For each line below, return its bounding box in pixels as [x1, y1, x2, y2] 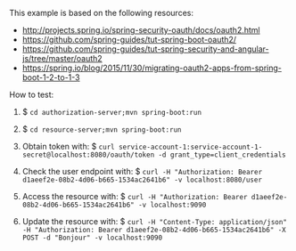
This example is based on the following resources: [9, 8, 194, 18]
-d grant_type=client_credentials [158, 150, 287, 159]
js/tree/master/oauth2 [21, 53, 103, 63]
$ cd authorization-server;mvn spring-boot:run [21, 107, 202, 117]
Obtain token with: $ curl [21, 142, 115, 151]
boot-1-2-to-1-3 [21, 72, 80, 83]
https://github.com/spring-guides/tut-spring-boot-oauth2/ [21, 35, 237, 45]
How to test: [9, 89, 54, 100]
